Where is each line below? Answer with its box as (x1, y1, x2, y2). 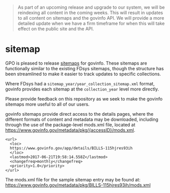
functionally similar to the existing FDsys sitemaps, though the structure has (5, 65, 164, 71)
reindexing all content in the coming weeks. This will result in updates (17, 10, 163, 16)
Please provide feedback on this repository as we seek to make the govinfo (5, 95, 163, 102)
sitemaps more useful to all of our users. (5, 101, 90, 107)
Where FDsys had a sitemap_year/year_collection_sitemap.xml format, (5, 80, 155, 86)
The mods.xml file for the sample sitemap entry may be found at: (5, 176, 141, 182)
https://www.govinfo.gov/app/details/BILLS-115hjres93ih (10, 146, 133, 151)
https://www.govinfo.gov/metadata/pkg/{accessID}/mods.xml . (5, 127, 135, 133)
